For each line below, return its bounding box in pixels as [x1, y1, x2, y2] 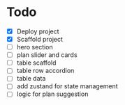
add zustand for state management [16, 82, 118, 90]
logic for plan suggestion [16, 90, 89, 98]
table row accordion [16, 67, 75, 75]
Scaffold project [16, 35, 64, 43]
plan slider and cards [16, 51, 78, 59]
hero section [16, 43, 53, 51]
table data [16, 74, 46, 83]
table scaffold [16, 58, 57, 67]
